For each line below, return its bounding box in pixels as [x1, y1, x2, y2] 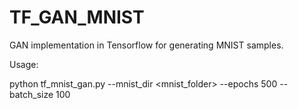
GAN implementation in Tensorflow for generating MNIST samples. [9, 39, 284, 51]
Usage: [9, 58, 39, 70]
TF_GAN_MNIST [9, 6, 145, 29]
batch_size [9, 88, 54, 100]
